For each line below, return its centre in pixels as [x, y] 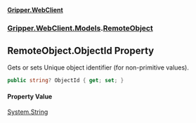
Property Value [30, 96]
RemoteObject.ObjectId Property [81, 50]
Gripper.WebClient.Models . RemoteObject [80, 28]
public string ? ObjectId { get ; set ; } [66, 81]
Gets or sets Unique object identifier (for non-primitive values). [98, 67]
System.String [28, 112]
